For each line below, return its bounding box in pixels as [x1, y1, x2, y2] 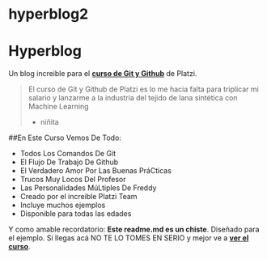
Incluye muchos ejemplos [19, 200, 106, 210]
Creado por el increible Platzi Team [19, 192, 138, 202]
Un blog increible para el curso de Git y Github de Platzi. [8, 69, 197, 79]
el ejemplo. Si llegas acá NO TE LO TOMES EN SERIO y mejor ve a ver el [8, 233, 249, 243]
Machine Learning [28, 102, 89, 112]
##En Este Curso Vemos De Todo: [8, 133, 121, 142]
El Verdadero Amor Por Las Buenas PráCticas [19, 166, 172, 176]
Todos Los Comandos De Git [19, 149, 116, 159]
